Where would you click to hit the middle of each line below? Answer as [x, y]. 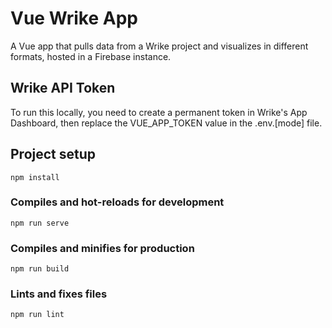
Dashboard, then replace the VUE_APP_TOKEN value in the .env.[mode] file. [166, 123]
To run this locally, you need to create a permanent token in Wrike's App [159, 112]
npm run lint [37, 315]
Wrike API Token [63, 88]
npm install [35, 177]
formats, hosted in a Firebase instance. [91, 56]
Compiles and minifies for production [102, 248]
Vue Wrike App [74, 18]
